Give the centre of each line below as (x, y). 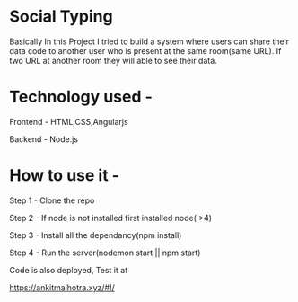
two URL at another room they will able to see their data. (113, 60)
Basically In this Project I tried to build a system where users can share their (149, 41)
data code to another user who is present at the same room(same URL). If (145, 50)
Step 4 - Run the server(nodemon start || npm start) (105, 253)
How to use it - (64, 176)
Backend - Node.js (44, 139)
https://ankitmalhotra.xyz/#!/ (62, 287)
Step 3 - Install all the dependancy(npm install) (96, 235)
